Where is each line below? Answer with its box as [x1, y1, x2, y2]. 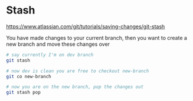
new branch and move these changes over [6, 41, 110, 48]
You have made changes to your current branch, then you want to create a [6, 34, 188, 41]
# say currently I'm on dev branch [6, 52, 94, 58]
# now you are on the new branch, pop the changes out [6, 84, 144, 90]
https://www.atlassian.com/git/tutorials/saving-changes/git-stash [6, 23, 165, 30]
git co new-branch [6, 73, 51, 79]
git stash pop [6, 89, 41, 96]
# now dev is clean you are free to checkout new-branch [6, 68, 149, 74]
